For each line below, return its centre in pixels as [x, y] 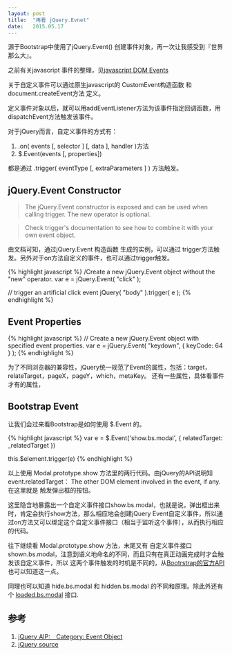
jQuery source [38, 644]
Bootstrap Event [43, 407]
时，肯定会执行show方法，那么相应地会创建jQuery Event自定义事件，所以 [113, 513]
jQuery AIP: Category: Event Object [70, 636]
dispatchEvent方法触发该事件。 [52, 117]
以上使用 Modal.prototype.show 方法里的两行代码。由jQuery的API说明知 [110, 473]
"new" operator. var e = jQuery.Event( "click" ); [75, 279]
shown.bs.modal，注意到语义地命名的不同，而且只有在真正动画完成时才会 [113, 554]
